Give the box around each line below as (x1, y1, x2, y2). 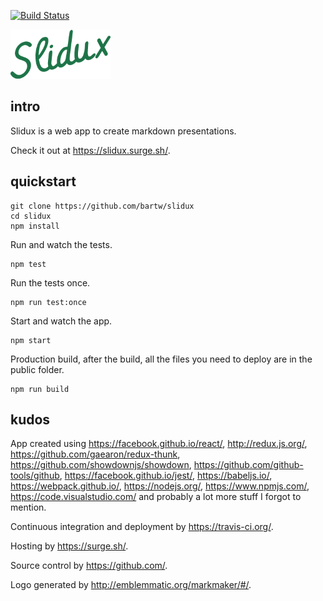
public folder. (10, 363, 65, 375)
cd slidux (10, 211, 52, 221)
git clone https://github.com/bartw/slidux (10, 201, 195, 211)
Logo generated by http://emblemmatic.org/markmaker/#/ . (10, 579, 252, 591)
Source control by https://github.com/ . (10, 560, 168, 572)
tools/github (10, 470, 60, 482)
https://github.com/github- (193, 459, 304, 471)
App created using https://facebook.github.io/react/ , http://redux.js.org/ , (10, 438, 308, 450)
